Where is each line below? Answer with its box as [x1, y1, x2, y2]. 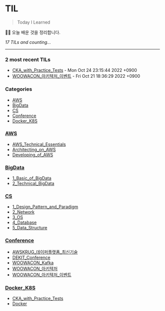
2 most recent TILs [5, 56, 51, 63]
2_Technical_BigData [12, 181, 55, 187]
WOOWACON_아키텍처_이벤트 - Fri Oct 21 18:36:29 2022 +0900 [12, 73, 140, 79]
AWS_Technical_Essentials [12, 141, 66, 147]
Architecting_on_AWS [12, 146, 56, 153]
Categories [5, 86, 32, 93]
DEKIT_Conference [12, 254, 51, 260]
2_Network [12, 209, 35, 215]
